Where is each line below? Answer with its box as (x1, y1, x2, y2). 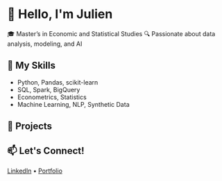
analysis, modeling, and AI (7, 40, 83, 48)
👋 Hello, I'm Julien (7, 6, 113, 22)
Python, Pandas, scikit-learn (17, 78, 99, 86)
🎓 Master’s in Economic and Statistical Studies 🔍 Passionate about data (7, 29, 216, 37)
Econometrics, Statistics (17, 93, 87, 101)
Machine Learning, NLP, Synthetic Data (17, 100, 130, 108)
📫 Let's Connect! (7, 145, 85, 157)
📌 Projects (7, 121, 53, 132)
